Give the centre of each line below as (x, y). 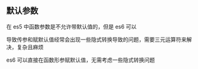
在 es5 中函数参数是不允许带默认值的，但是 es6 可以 (71, 27)
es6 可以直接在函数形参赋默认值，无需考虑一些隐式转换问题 (81, 60)
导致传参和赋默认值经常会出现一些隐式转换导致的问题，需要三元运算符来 (96, 39)
